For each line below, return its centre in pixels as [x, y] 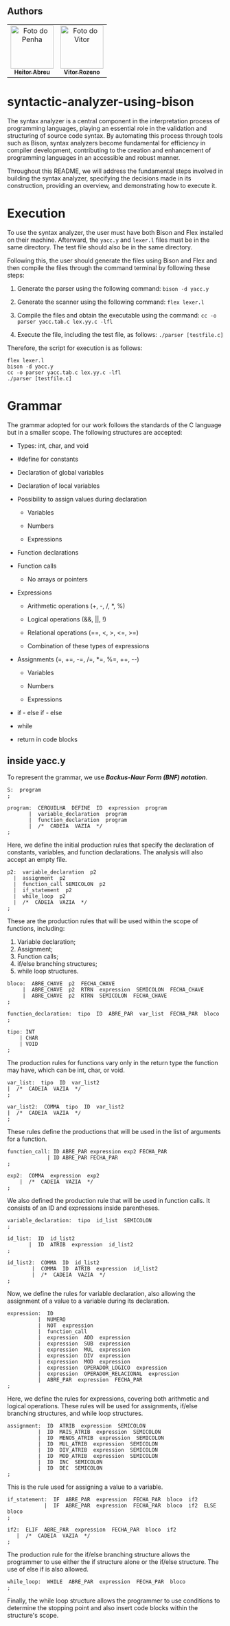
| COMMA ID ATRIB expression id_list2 [95, 1269]
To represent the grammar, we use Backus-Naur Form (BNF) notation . [107, 777]
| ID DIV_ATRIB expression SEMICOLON [97, 1450]
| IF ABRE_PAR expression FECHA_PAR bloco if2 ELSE [130, 1506]
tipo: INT [21, 1032]
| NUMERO [52, 1320]
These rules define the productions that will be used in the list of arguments [114, 1132]
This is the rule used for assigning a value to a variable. [85, 1487]
